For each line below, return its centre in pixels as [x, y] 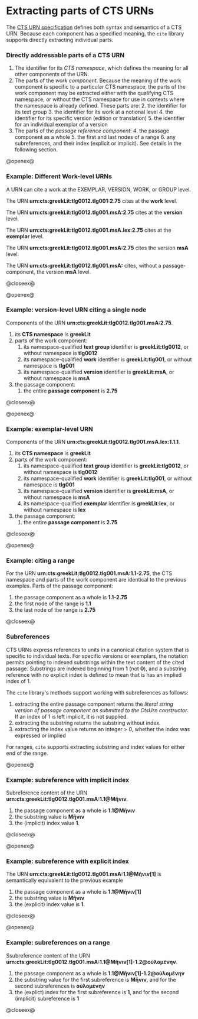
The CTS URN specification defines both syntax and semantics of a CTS [94, 27]
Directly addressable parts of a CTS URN [65, 55]
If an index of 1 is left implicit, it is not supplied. [71, 716]
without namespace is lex [55, 510]
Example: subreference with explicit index [67, 861]
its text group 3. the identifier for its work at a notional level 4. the [94, 112]
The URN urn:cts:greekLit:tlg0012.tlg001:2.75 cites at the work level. [92, 201]
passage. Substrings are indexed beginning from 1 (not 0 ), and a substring [96, 668]
